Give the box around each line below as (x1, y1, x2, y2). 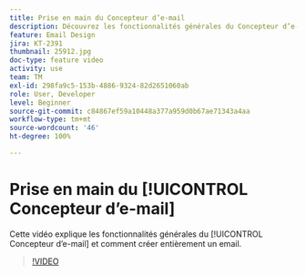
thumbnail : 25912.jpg (9, 47, 92, 56)
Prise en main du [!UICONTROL (9, 179, 249, 200)
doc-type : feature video (9, 56, 104, 65)
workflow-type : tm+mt (9, 115, 92, 124)
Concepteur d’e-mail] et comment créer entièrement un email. (9, 238, 242, 249)
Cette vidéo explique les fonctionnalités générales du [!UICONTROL (9, 229, 263, 239)
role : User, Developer (9, 89, 96, 98)
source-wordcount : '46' (9, 124, 100, 133)
